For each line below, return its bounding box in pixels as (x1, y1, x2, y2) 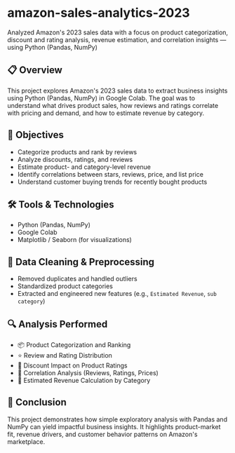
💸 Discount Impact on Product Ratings (17, 361, 128, 370)
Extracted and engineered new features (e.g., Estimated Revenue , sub (17, 290, 217, 298)
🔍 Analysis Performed (7, 318, 108, 330)
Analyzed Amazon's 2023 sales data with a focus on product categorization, (7, 28, 229, 36)
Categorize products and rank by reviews (17, 147, 137, 156)
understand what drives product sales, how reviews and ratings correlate (7, 101, 219, 109)
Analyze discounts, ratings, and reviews (17, 155, 133, 163)
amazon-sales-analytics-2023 (7, 5, 191, 21)
